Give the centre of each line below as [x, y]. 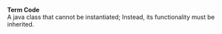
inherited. [21, 24]
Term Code [23, 10]
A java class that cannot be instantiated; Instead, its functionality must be [111, 17]
